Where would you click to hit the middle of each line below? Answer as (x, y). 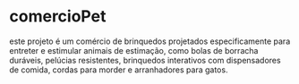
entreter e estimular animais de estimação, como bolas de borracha (134, 50)
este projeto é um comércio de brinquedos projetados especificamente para (150, 41)
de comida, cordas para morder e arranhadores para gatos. (119, 70)
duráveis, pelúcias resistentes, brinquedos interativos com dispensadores (145, 60)
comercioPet (58, 17)
